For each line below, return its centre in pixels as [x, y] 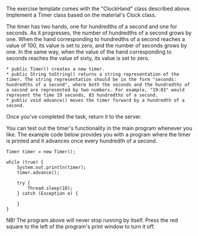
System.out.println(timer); [51, 167]
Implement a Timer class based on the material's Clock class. [81, 15]
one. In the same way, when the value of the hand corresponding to [89, 52]
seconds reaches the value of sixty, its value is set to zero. [78, 58]
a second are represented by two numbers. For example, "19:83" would [95, 90]
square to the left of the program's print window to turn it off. [81, 226]
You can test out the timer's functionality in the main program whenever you [99, 128]
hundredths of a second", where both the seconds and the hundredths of [98, 85]
